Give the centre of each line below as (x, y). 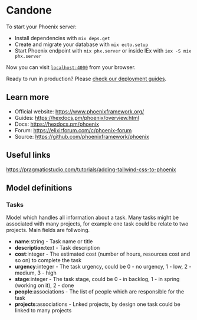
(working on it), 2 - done (44, 285)
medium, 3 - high (36, 273)
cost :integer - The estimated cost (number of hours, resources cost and (102, 254)
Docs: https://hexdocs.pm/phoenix (57, 124)
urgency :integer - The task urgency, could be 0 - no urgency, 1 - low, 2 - (103, 267)
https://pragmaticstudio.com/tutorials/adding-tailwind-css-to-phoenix (91, 169)
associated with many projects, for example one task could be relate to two (97, 224)
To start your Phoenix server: (41, 27)
